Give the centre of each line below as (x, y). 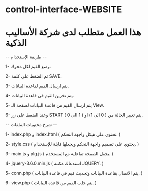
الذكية (16, 43)
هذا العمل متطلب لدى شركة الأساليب (73, 32)
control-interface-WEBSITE (64, 9)
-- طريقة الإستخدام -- (26, 57)
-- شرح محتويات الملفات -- (31, 125)
